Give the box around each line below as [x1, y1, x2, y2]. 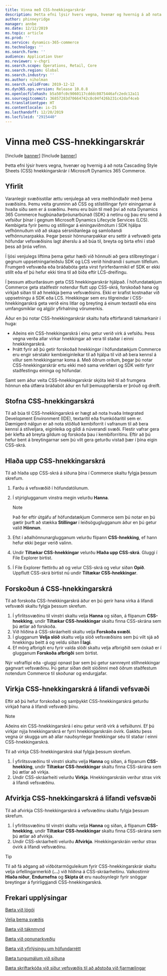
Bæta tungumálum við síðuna [5, 955, 65, 961]
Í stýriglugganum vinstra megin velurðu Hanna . [12, 495, 109, 501]
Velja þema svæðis [5, 916, 44, 922]
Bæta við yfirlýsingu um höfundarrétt [5, 945, 81, 952]
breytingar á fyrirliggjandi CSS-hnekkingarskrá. [5, 879, 102, 885]
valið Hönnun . [12, 525, 42, 531]
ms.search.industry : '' [5, 73, 55, 78]
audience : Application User [5, 54, 64, 59]
